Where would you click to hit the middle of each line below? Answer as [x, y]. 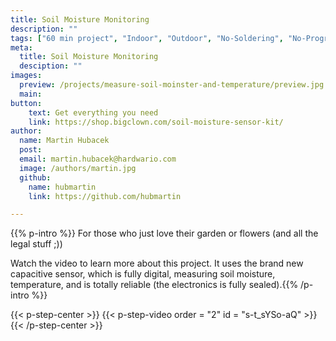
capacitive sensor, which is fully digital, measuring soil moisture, [143, 274]
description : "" [44, 29]
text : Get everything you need [93, 112]
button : [26, 103]
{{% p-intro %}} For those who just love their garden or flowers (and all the [164, 233]
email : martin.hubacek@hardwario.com [98, 159]
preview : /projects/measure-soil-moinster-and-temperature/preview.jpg [172, 85]
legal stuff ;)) [36, 244]
